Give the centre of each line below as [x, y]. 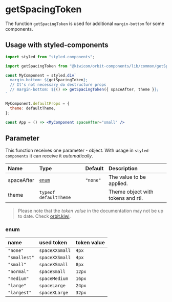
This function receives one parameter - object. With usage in [70, 150]
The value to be [127, 177]
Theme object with [131, 192]
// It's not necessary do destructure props [58, 85]
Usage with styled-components [57, 45]
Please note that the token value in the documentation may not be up [91, 211]
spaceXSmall [53, 265]
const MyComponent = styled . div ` [41, 75]
